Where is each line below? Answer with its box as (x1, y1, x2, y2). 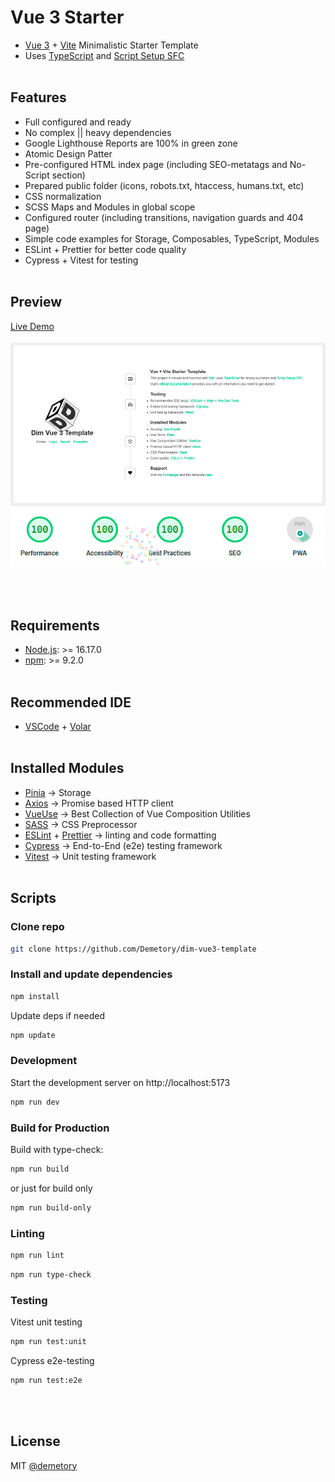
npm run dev (10, 1097, 60, 1107)
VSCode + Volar (24, 721, 92, 732)
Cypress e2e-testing (10, 1354, 95, 1366)
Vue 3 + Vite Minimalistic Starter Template (24, 39, 199, 51)
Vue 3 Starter (10, 6, 125, 29)
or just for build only (10, 1182, 93, 1194)
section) (51, 169, 86, 181)
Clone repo (10, 920, 65, 934)
